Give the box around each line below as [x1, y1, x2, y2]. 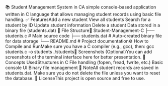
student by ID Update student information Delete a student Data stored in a [5, 22, 160, 28]
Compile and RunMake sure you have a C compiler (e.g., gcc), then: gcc [5, 43, 154, 49]
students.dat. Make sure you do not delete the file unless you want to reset [5, 70, 160, 76]
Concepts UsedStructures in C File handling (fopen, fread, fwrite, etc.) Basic [5, 59, 163, 65]
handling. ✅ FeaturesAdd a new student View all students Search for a [5, 16, 151, 22]
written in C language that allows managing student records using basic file [5, 11, 161, 17]
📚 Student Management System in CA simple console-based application [5, 4, 156, 10]
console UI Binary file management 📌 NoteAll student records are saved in [5, 64, 159, 70]
